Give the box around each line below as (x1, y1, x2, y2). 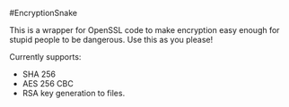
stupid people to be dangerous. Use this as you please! (9, 35, 214, 45)
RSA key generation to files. (22, 88, 126, 98)
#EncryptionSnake (9, 8, 78, 18)
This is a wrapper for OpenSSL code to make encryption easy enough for (9, 25, 280, 35)
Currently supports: (9, 52, 82, 62)
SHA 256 (22, 69, 57, 79)
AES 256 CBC (22, 78, 74, 88)
